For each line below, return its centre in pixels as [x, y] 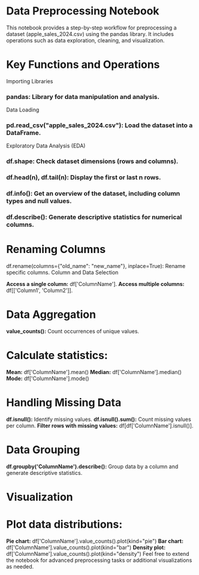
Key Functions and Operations [83, 65]
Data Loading [23, 110]
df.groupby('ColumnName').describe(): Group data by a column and [92, 466]
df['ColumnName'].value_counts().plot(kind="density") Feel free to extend [98, 553]
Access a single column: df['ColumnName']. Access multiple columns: [95, 284]
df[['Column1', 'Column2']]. [40, 290]
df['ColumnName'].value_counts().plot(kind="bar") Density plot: [86, 547]
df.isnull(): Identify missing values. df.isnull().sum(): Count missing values [99, 419]
